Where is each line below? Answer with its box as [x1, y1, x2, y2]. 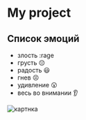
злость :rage [17, 51, 54, 59]
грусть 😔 [17, 59, 46, 67]
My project [7, 5, 71, 21]
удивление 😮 [17, 81, 58, 89]
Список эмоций [7, 33, 80, 45]
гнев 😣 [17, 73, 40, 82]
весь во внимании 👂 [17, 89, 78, 97]
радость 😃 [17, 66, 51, 74]
